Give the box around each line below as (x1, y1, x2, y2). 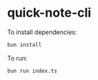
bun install (7, 41, 42, 48)
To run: (7, 54, 28, 62)
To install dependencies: (7, 28, 78, 36)
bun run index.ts (7, 67, 58, 74)
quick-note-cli (7, 5, 92, 21)
